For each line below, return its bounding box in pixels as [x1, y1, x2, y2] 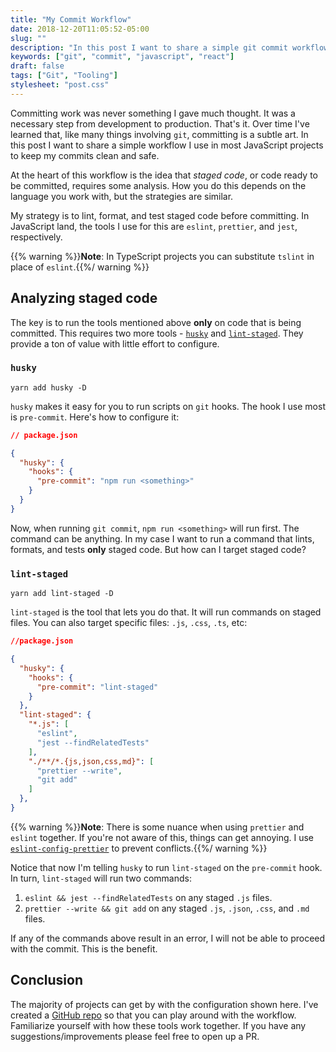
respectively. [10, 231, 63, 243]
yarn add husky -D [10, 382, 87, 393]
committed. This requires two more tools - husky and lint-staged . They [10, 327, 304, 339]
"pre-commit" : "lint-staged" [36, 682, 159, 692]
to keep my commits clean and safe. [10, 149, 160, 161]
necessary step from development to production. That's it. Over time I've [10, 117, 310, 130]
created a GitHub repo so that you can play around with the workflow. [10, 1009, 297, 1021]
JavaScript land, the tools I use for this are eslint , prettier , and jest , [10, 220, 298, 232]
